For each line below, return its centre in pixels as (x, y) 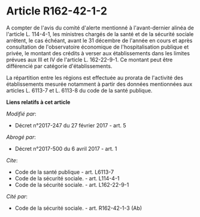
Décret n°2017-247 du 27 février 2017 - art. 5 (70, 125)
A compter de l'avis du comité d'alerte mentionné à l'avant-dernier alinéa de (100, 28)
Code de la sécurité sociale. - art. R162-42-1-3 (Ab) (78, 208)
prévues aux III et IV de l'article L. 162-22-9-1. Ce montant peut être (90, 60)
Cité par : (17, 196)
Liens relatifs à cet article (38, 102)
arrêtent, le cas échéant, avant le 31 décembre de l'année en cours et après (99, 40)
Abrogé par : (21, 137)
